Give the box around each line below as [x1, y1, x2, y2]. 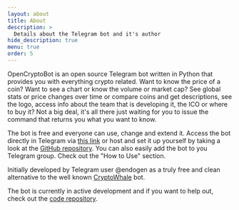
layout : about [7, 10, 50, 18]
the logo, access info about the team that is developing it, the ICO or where [7, 100, 228, 108]
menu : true [7, 43, 40, 51]
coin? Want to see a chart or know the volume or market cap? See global [7, 85, 221, 93]
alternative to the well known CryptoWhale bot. [7, 172, 146, 182]
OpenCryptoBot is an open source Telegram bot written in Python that [7, 69, 213, 78]
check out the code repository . [7, 194, 98, 203]
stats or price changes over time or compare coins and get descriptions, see [7, 92, 233, 100]
